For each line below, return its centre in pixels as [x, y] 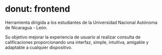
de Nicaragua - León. [26, 27]
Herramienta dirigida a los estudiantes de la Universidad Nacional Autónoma [81, 22]
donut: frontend [38, 9]
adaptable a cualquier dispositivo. [39, 47]
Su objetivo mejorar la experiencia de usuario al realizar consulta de [73, 37]
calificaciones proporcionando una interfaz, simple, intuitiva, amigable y [77, 42]
